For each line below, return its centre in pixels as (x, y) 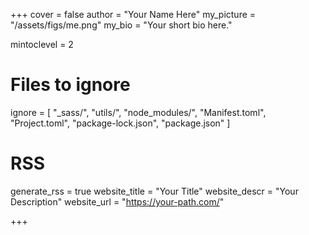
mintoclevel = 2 (42, 44)
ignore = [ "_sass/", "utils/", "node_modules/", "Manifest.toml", (138, 112)
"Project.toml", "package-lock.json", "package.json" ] (120, 123)
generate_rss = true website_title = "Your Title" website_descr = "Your (154, 191)
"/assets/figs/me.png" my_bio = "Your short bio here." (121, 25)
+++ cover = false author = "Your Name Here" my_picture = (133, 14)
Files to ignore (70, 85)
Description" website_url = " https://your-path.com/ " (117, 201)
